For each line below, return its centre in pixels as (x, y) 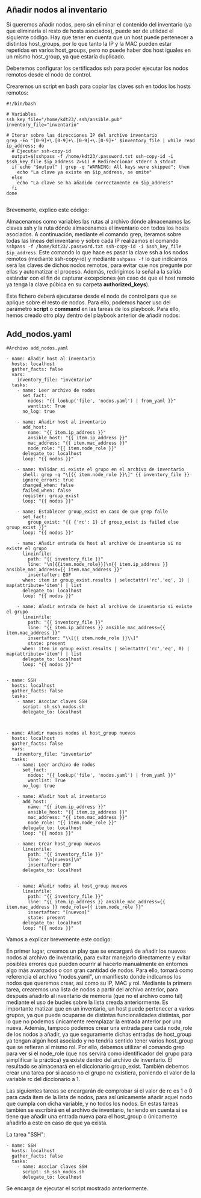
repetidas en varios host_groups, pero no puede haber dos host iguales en (99, 50)
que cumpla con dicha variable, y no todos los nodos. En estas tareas (92, 1103)
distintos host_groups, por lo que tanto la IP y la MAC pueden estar (89, 43)
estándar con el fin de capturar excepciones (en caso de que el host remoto (100, 278)
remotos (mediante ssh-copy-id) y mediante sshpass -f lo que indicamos (97, 259)
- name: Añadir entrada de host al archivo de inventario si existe (105, 606)
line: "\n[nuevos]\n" (55, 859)
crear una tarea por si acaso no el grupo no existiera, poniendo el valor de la (101, 1073)
